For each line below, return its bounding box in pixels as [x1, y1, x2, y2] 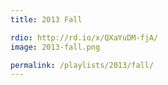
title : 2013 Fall [10, 14, 83, 25]
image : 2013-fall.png [10, 42, 101, 52]
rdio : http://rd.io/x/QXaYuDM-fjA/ [10, 32, 159, 43]
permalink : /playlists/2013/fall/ [10, 60, 155, 70]
